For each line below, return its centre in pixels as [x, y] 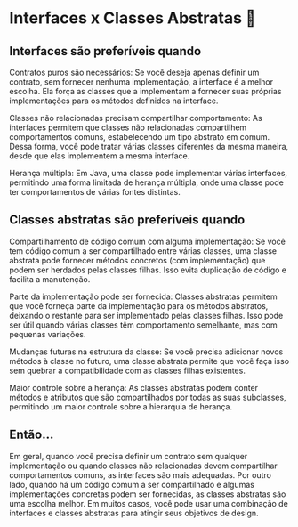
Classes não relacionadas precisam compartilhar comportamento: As [136, 118]
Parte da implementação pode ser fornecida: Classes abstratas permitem [143, 296]
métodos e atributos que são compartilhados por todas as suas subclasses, [148, 397]
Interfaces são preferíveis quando [105, 51]
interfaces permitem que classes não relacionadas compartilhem [128, 127]
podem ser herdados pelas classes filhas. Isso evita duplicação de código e [148, 270]
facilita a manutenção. [50, 279]
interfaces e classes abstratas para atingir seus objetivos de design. [134, 513]
